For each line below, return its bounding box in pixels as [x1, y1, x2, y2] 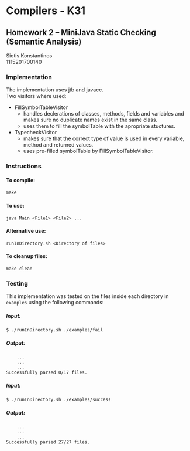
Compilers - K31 [6, 4, 86, 18]
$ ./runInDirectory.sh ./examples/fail [6, 327, 103, 333]
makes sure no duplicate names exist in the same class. [23, 116, 158, 124]
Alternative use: [6, 228, 46, 235]
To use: [6, 202, 25, 209]
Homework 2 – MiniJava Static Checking [6, 28, 156, 38]
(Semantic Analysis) [6, 36, 82, 46]
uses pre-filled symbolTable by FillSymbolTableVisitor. [23, 148, 154, 155]
